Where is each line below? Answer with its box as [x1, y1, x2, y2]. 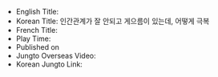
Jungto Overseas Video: [15, 51, 96, 60]
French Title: [15, 26, 58, 34]
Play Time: [15, 34, 51, 43]
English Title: [15, 7, 59, 16]
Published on [15, 43, 60, 51]
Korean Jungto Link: [15, 59, 83, 69]
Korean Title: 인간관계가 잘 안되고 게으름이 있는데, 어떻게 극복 [15, 16, 210, 26]
